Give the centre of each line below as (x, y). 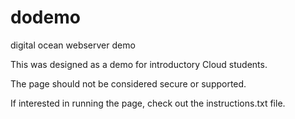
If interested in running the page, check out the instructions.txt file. (148, 103)
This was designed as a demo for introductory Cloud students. (139, 64)
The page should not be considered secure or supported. (128, 83)
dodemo (45, 17)
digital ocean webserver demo (73, 45)
